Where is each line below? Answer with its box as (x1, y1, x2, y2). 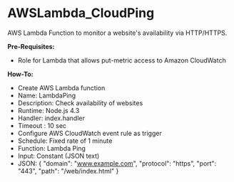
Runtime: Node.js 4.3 (17, 106, 80, 114)
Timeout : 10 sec (17, 121, 66, 129)
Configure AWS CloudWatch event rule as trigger (17, 129, 162, 137)
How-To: (7, 70, 34, 78)
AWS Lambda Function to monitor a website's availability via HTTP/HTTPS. (7, 28, 228, 37)
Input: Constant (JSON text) (17, 151, 100, 160)
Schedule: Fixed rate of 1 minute (17, 136, 113, 145)
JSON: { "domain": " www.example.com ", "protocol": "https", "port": (17, 159, 217, 168)
